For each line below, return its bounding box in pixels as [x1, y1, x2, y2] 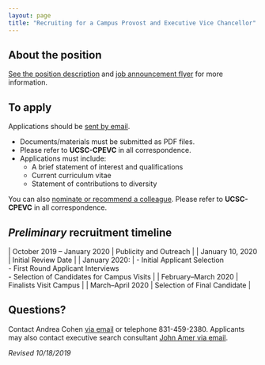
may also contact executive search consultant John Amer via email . [8, 333, 229, 342]
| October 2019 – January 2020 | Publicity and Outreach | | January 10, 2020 [8, 246, 258, 256]
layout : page [8, 11, 51, 20]
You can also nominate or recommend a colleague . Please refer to [8, 195, 224, 204]
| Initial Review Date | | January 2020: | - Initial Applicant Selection [8, 255, 224, 264]
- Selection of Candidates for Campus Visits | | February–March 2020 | [8, 272, 239, 281]
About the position [8, 48, 102, 62]
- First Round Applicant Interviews [8, 263, 119, 273]
